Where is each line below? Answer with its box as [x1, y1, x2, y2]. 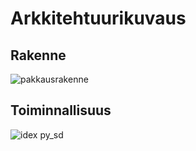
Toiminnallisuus [10, 102, 112, 119]
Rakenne [10, 47, 67, 64]
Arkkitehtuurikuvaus [10, 7, 187, 30]
